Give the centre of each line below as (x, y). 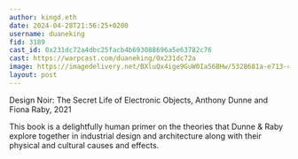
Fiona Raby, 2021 (41, 109)
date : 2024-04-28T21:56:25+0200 (69, 26)
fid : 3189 (27, 42)
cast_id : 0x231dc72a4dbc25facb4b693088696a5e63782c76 (111, 50)
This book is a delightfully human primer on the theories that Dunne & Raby (146, 126)
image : (21, 67)
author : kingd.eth (43, 17)
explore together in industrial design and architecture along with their (135, 136)
